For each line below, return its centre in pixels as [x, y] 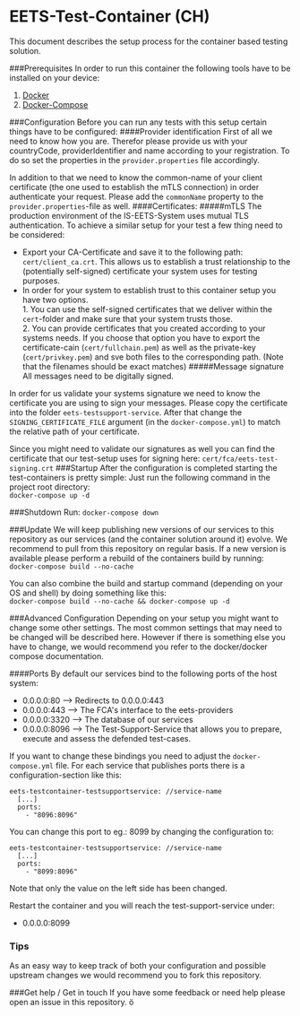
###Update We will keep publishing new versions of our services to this [142, 529]
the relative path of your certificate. [75, 431]
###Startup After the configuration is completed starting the [166, 467]
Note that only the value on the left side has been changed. [119, 888]
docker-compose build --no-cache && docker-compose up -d [120, 601]
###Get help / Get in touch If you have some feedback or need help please [147, 993]
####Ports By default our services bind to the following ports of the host [143, 673]
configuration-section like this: [66, 775]
